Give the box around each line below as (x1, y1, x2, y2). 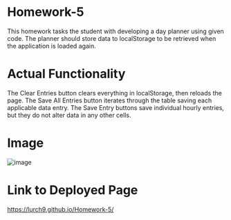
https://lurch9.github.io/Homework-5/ (7, 205, 114, 213)
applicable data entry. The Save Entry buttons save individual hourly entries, (7, 103, 225, 111)
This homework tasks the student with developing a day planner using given (7, 27, 225, 35)
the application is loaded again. (7, 42, 97, 50)
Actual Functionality (7, 66, 126, 82)
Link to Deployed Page (7, 183, 138, 198)
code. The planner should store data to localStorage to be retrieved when (7, 34, 216, 42)
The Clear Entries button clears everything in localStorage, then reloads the (7, 89, 223, 97)
